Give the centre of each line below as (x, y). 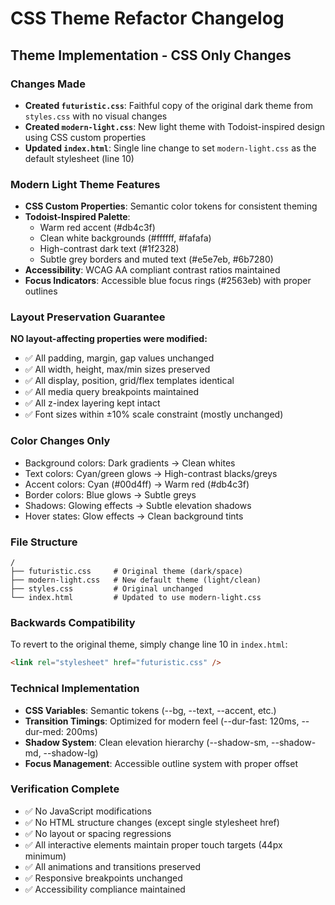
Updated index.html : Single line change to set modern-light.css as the (170, 148)
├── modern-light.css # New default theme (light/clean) (136, 580)
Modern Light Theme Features (85, 184)
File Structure (44, 542)
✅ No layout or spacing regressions (98, 833)
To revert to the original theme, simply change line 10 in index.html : (149, 644)
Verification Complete (65, 789)
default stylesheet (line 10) (79, 158)
